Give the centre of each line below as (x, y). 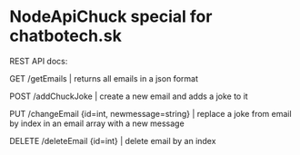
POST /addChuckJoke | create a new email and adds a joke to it (129, 96)
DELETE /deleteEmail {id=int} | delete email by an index (113, 140)
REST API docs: (39, 61)
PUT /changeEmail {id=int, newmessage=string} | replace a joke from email (151, 113)
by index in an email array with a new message (97, 123)
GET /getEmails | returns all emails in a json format (104, 78)
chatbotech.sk (66, 36)
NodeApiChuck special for (111, 17)
